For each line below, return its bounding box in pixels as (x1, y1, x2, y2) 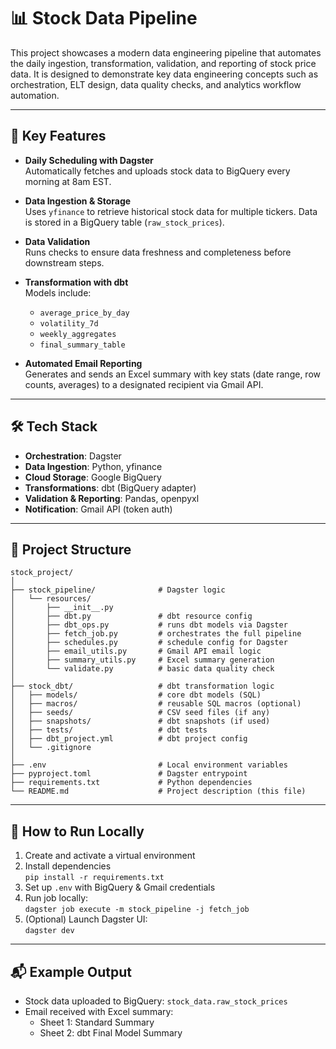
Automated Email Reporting (24, 357, 143, 369)
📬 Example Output (10, 963, 133, 980)
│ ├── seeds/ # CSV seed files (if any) (10, 708, 271, 718)
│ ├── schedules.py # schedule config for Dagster (10, 638, 288, 648)
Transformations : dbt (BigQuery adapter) (24, 481, 197, 494)
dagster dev (24, 926, 75, 936)
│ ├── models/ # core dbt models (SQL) (10, 690, 262, 700)
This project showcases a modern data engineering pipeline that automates (10, 46, 322, 59)
